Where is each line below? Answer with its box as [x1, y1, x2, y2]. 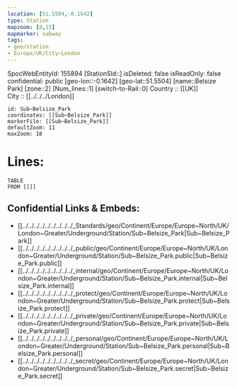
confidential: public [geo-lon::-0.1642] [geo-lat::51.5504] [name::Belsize [7, 76, 216, 85]
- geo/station [7, 43, 50, 50]
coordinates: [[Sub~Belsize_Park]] [7, 111, 112, 119]
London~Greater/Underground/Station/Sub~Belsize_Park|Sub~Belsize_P [17, 229, 230, 237]
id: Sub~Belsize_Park [7, 105, 71, 112]
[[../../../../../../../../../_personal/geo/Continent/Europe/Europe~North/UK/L [17, 334, 229, 342]
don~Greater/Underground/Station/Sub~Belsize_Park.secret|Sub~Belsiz [17, 364, 229, 372]
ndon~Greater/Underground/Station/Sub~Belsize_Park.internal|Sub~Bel [17, 274, 228, 282]
